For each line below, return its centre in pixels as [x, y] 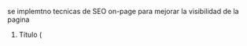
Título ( [30, 35]
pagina [18, 19]
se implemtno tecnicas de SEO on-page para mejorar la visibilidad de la [123, 11]
